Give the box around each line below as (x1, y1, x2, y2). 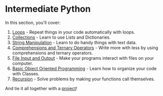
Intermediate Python (5, 3, 91, 15)
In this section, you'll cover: (5, 20, 61, 25)
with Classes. (12, 71, 40, 76)
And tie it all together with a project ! (5, 85, 78, 91)
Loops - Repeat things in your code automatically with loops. (12, 29, 136, 35)
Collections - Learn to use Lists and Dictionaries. (12, 34, 111, 40)
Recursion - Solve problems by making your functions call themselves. (12, 76, 155, 82)
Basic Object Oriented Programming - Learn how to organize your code (12, 65, 157, 72)
